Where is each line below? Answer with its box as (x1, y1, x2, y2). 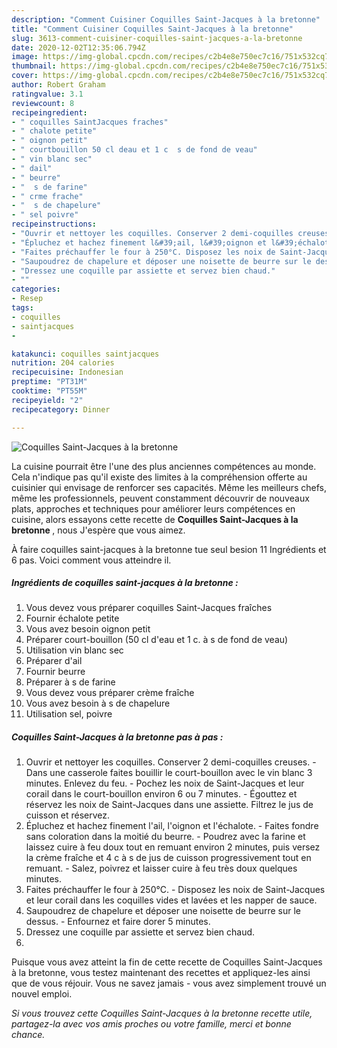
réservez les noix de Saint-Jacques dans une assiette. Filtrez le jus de (25, 799, 314, 811)
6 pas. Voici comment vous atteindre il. (11, 554, 172, 566)
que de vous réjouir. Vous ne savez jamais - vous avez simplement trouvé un (11, 977, 327, 990)
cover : (11, 71, 39, 81)
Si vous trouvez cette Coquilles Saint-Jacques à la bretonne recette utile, (11, 1007, 313, 1020)
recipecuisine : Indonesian (11, 367, 124, 378)
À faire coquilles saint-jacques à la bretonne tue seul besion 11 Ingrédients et (11, 543, 327, 555)
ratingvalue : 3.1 (11, 89, 84, 99)
